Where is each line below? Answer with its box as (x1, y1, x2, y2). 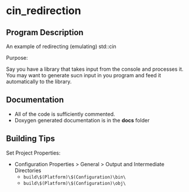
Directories (14, 167, 42, 174)
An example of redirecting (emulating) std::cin (6, 43, 117, 50)
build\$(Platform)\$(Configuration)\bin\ (23, 174, 126, 180)
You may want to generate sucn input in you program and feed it (6, 72, 161, 78)
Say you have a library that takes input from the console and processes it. (6, 66, 184, 73)
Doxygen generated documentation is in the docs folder (14, 116, 150, 124)
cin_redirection (6, 4, 81, 18)
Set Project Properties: (6, 149, 61, 156)
